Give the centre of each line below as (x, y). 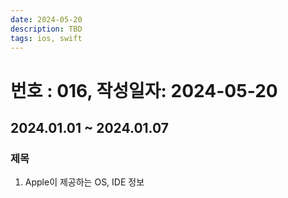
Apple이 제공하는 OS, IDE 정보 (84, 182)
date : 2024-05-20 (46, 19)
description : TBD (46, 29)
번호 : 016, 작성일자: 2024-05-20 (144, 90)
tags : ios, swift (46, 38)
